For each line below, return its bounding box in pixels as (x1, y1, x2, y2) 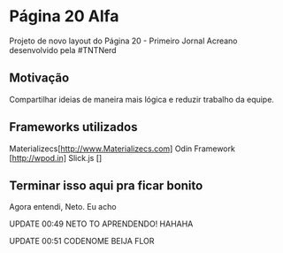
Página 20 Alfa (9, 6, 119, 27)
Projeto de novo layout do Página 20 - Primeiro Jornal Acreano (9, 35, 238, 46)
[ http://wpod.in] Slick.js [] (9, 152, 103, 163)
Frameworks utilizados (9, 119, 138, 134)
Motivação (9, 71, 70, 86)
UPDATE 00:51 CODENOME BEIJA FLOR (9, 236, 155, 247)
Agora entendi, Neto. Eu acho (9, 202, 117, 212)
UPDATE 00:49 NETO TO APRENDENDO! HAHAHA (9, 218, 194, 229)
